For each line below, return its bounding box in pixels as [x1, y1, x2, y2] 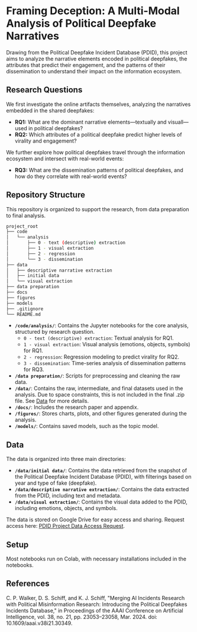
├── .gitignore [6, 306, 44, 312]
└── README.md [6, 311, 41, 317]
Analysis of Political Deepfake [6, 17, 157, 30]
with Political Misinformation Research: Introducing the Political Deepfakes [6, 601, 188, 608]
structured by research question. [14, 328, 95, 336]
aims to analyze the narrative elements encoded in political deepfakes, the [6, 55, 188, 62]
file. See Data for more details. [14, 398, 89, 405]
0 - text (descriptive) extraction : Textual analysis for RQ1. [23, 334, 174, 341]
